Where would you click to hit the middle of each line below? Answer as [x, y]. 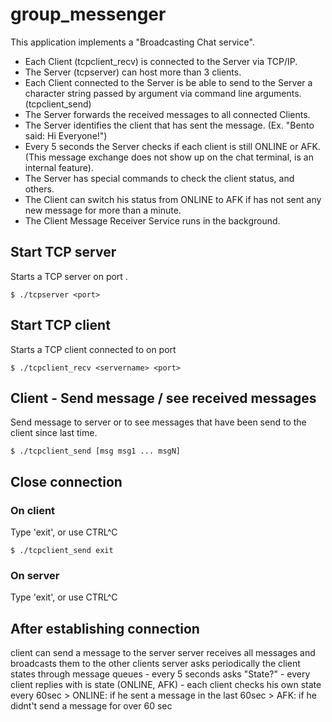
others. [39, 189]
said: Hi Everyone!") [66, 135]
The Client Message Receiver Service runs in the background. [152, 220]
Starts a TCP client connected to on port [93, 349]
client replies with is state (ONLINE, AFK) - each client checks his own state [166, 685]
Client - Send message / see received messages [163, 398]
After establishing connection [105, 628]
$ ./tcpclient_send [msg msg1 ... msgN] [96, 451]
